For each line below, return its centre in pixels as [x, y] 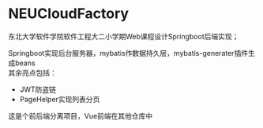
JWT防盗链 [38, 89]
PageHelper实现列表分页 [60, 99]
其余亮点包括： [32, 72]
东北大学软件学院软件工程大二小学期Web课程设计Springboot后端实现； [124, 36]
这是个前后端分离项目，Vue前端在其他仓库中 [81, 115]
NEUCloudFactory [68, 14]
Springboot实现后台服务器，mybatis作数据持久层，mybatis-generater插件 [128, 53]
